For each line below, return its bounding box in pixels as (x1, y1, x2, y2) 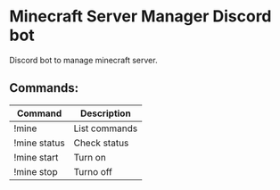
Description (79, 107, 131, 120)
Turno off (73, 165, 113, 178)
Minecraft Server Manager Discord (9, 6, 272, 27)
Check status (73, 136, 129, 149)
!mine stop (13, 165, 58, 178)
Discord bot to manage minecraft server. (9, 54, 158, 65)
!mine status (13, 136, 65, 149)
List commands (73, 122, 138, 135)
